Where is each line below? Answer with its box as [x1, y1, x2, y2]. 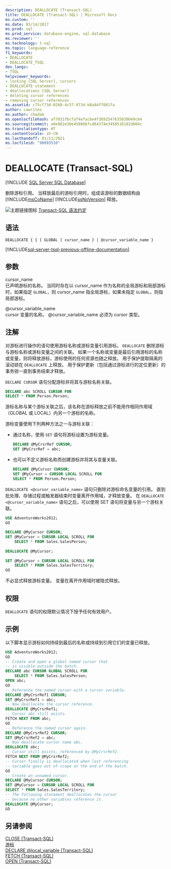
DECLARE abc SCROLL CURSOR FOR [5, 389, 72, 394]
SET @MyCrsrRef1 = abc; [5, 697, 56, 702]
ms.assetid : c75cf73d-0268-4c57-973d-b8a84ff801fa [5, 103, 115, 108]
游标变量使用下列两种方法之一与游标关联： [5, 421, 95, 427]
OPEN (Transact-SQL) [5, 858, 52, 864]
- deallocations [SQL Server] [5, 88, 70, 93]
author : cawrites [5, 107, 42, 112]
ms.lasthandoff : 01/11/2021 [5, 136, 65, 141]
